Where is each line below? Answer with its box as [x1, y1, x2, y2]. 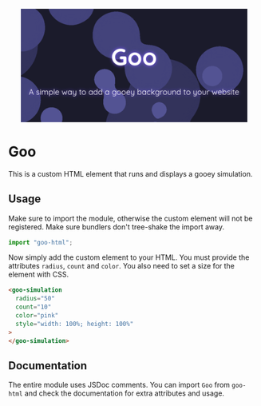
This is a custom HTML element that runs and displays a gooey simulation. [8, 169, 253, 178]
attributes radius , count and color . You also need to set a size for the [8, 261, 235, 271]
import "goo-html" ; [8, 238, 73, 246]
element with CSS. [8, 269, 69, 280]
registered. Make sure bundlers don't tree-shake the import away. [8, 221, 225, 232]
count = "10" [15, 303, 52, 312]
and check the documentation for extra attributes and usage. [24, 388, 225, 398]
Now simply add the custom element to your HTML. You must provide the [8, 253, 250, 262]
